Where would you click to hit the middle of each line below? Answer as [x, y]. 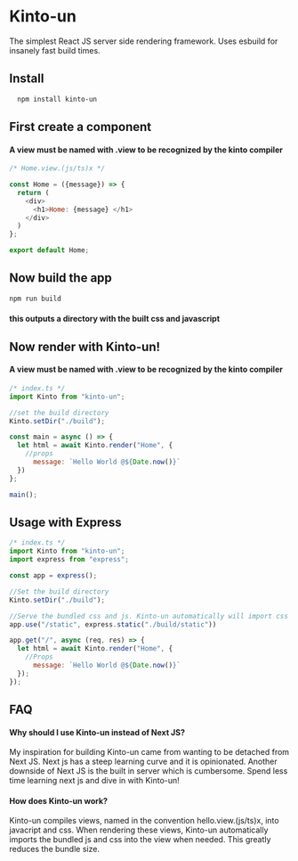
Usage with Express [65, 522]
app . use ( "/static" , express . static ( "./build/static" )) [113, 624]
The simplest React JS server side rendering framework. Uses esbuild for [144, 41]
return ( [33, 193]
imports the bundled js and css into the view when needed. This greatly [140, 840]
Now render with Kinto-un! [85, 346]
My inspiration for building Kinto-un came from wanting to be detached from [149, 752]
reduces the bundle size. [55, 849]
